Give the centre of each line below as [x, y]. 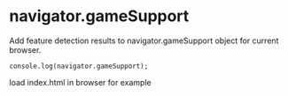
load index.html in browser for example [81, 82]
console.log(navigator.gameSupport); [79, 66]
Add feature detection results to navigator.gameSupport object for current [144, 41]
